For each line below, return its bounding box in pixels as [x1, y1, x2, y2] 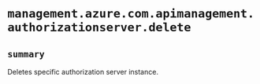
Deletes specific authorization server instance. [7, 68, 159, 76]
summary [7, 48, 45, 60]
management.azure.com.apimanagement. [7, 6, 255, 21]
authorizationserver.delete [7, 20, 191, 35]
